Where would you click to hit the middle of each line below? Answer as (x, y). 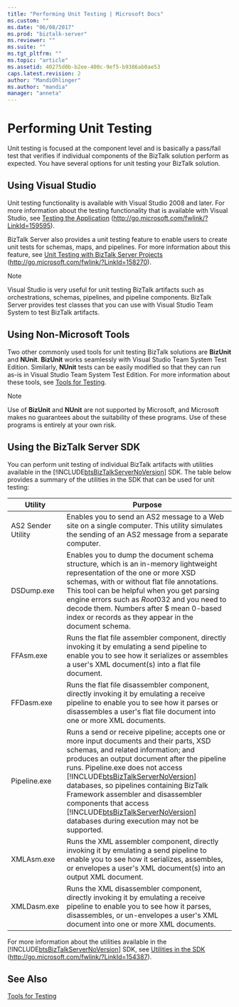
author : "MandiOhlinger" (44, 80)
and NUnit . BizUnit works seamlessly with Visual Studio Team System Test (117, 359)
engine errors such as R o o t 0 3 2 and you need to (147, 599)
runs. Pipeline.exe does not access (124, 767)
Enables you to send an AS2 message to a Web (145, 517)
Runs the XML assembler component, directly (143, 841)
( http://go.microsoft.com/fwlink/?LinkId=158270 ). (79, 262)
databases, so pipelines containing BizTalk (137, 785)
